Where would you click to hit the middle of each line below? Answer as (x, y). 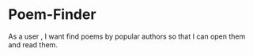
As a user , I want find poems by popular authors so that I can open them (127, 36)
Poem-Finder (52, 15)
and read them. (33, 44)
